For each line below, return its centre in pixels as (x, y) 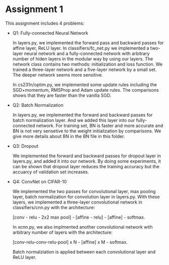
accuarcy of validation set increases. (51, 172)
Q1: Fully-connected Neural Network (50, 33)
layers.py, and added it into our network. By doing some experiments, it (87, 161)
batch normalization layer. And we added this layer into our (74, 120)
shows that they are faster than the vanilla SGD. (62, 95)
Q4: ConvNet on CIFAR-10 (40, 181)
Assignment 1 (34, 9)
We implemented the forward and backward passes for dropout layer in (87, 156)
